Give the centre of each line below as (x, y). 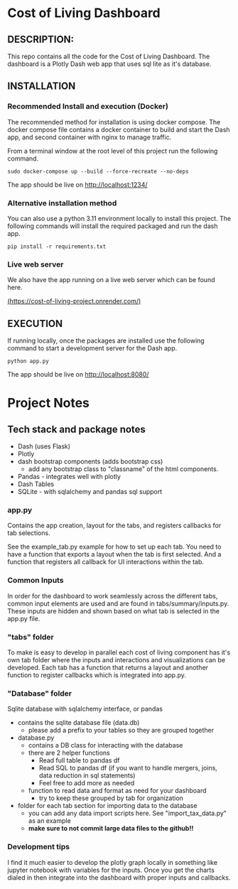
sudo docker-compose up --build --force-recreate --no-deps (98, 171)
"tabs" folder (31, 637)
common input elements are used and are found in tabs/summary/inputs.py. (118, 603)
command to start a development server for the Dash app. (92, 348)
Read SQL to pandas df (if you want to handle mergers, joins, (128, 768)
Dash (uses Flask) (44, 446)
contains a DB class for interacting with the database (106, 745)
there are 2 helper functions (69, 753)
